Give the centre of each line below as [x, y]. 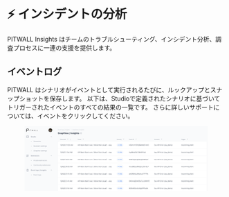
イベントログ [35, 72]
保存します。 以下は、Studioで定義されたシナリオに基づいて [135, 98]
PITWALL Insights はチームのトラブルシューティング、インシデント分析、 [111, 39]
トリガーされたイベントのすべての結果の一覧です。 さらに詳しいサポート [110, 107]
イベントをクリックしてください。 [85, 116]
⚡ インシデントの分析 [67, 14]
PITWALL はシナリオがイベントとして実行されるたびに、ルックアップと [109, 89]
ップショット [25, 98]
